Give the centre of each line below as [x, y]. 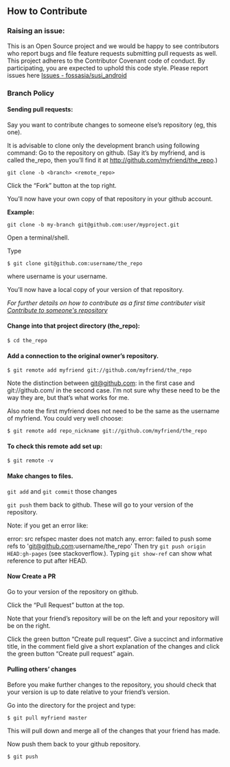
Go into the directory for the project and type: [71, 706]
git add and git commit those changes [62, 491]
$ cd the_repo [27, 341]
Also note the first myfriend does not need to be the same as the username [113, 411]
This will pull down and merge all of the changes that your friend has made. [114, 731]
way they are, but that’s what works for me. [68, 398]
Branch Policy [31, 93]
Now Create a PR [32, 576]
